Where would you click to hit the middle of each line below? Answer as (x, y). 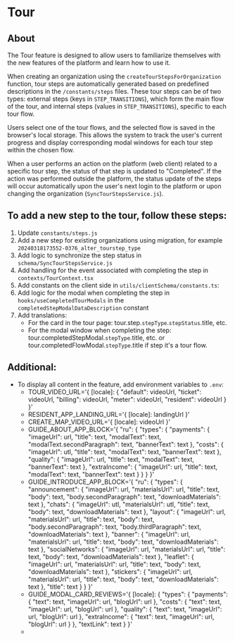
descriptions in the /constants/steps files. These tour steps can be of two (114, 91)
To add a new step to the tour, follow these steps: (117, 216)
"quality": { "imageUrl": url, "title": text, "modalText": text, (111, 459)
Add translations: (42, 315)
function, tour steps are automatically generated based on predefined (108, 84)
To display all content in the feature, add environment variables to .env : (120, 384)
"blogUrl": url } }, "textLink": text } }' (80, 624)
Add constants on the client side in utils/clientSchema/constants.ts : (118, 285)
